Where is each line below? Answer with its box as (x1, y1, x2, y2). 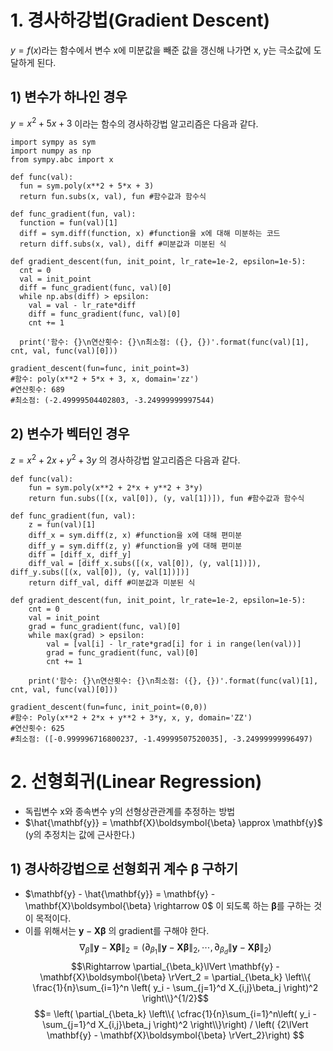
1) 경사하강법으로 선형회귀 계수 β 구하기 (10, 861, 239, 878)
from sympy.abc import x (10, 155, 114, 165)
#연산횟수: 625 (10, 723, 65, 733)
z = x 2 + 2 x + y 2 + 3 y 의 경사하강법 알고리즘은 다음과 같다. (10, 452, 241, 466)
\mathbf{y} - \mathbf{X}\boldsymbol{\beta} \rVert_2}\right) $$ (46, 1029, 305, 1041)
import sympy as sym (10, 137, 97, 148)
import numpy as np (10, 146, 92, 156)
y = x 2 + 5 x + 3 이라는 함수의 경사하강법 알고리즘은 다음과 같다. (10, 116, 259, 130)
